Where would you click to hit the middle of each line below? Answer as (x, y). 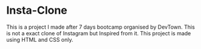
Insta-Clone (37, 10)
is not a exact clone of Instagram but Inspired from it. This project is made (99, 33)
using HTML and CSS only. (40, 39)
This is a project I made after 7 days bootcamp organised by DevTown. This (101, 27)
